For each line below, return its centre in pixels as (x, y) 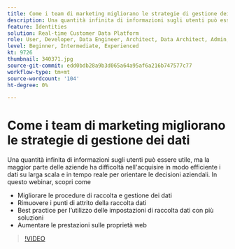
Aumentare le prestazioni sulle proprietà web (82, 225)
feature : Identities (37, 27)
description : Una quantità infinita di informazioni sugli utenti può (112, 20)
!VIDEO (35, 239)
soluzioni (30, 218)
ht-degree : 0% (28, 85)
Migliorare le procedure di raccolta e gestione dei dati (95, 195)
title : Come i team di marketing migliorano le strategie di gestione (112, 14)
